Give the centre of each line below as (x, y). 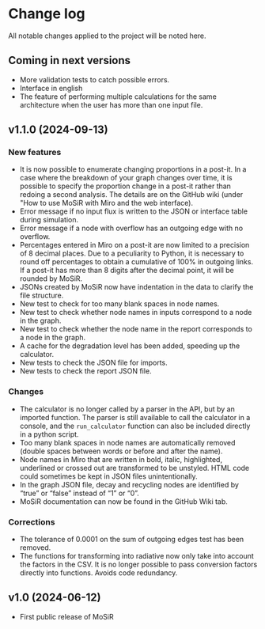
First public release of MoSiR (66, 616)
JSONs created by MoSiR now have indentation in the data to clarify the (136, 287)
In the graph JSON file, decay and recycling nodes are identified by (129, 484)
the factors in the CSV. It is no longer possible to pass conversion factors (138, 565)
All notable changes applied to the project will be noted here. (108, 36)
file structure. (42, 296)
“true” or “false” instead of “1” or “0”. (79, 493)
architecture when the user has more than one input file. (111, 104)
